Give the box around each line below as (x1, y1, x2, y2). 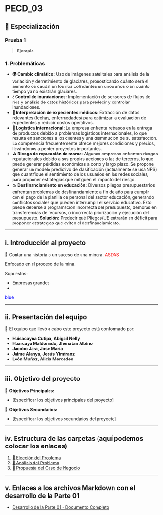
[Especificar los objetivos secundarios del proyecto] (12, 416, 116, 422)
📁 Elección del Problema (12, 455, 61, 461)
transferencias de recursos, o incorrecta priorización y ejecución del (12, 210, 149, 216)
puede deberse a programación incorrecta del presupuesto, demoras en (12, 205, 157, 210)
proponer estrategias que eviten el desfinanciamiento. (12, 220, 120, 226)
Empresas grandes (12, 280, 50, 286)
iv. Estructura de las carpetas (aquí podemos (5, 434, 144, 443)
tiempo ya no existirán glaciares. (12, 88, 77, 95)
